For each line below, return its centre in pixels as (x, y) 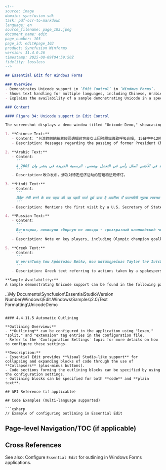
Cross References (33, 445)
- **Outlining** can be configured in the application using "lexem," (79, 331)
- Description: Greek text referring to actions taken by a (75, 271)
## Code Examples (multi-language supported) (53, 400)
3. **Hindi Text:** (25, 184)
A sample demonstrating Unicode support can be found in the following (80, 284)
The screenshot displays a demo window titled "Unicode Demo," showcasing (84, 125)
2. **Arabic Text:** (26, 152)
